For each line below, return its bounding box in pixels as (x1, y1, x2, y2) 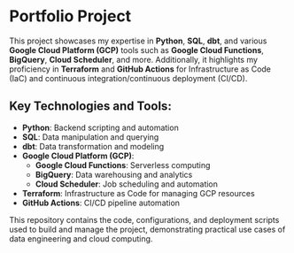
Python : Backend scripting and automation (21, 122, 179, 133)
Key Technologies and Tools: (9, 99, 173, 114)
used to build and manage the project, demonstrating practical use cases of (9, 224, 286, 234)
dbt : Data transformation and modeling (21, 141, 165, 151)
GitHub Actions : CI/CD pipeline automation (21, 197, 180, 208)
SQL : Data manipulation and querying (21, 131, 159, 142)
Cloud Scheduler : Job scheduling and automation (35, 179, 219, 189)
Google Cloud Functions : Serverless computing (35, 159, 211, 170)
